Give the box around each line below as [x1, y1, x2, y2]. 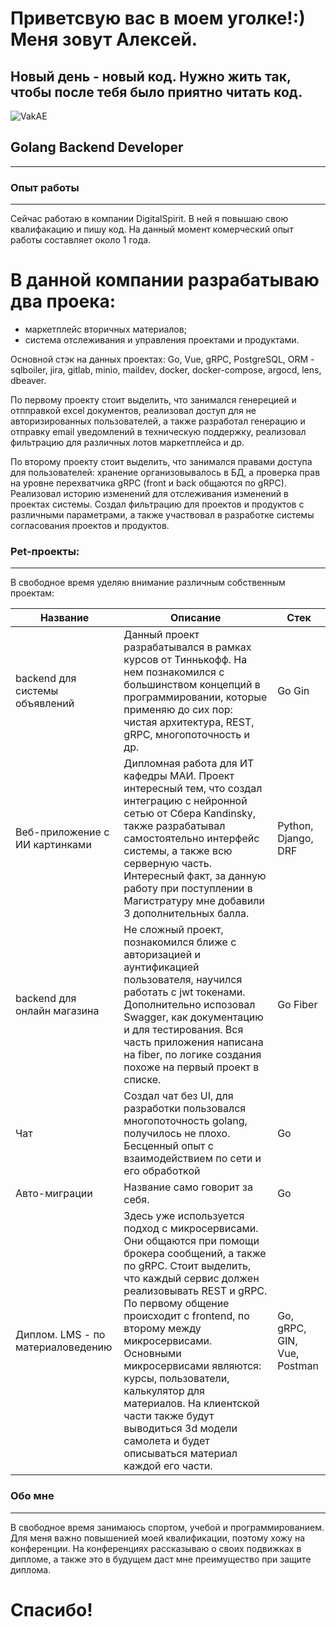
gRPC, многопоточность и [123, 728, 250, 742]
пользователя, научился [123, 973, 243, 987]
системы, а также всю [123, 844, 233, 858]
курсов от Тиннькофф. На [123, 653, 248, 667]
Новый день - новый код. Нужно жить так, [10, 68, 292, 85]
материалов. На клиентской [123, 1397, 260, 1411]
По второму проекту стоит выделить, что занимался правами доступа [10, 456, 313, 468]
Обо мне [10, 1489, 55, 1503]
